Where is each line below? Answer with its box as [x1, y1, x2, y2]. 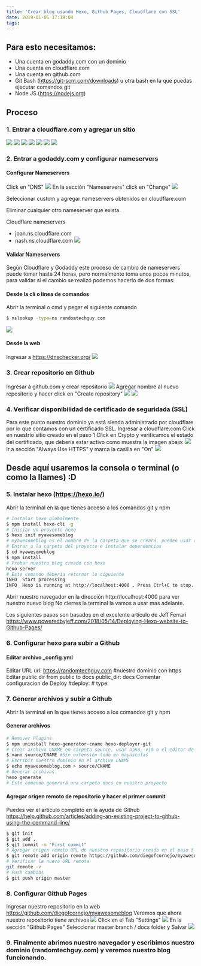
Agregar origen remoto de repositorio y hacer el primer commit [6, 793, 166, 800]
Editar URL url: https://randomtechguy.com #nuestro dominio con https [6, 667, 181, 674]
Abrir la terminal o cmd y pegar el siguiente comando [6, 304, 138, 311]
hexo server [6, 566, 36, 572]
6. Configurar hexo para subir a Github [6, 639, 120, 647]
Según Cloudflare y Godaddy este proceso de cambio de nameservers [6, 264, 181, 271]
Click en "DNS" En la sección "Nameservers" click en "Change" [6, 183, 171, 191]
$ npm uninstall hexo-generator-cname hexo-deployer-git [6, 741, 151, 747]
